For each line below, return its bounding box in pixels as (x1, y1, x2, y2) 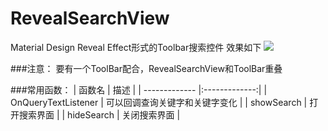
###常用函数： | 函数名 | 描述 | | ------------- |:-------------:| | (10, 83, 268, 96)
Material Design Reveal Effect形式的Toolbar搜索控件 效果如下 (10, 41, 262, 53)
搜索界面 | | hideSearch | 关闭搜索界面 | (18, 108, 181, 121)
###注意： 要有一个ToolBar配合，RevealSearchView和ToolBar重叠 (10, 62, 283, 74)
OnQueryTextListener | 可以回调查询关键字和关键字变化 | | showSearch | (10, 96, 308, 108)
